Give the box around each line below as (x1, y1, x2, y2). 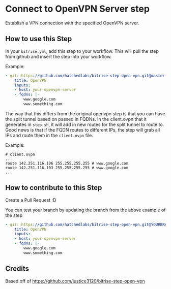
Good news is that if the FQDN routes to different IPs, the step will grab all (5, 126, 160, 133)
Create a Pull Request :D (5, 197, 56, 203)
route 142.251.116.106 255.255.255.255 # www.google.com (5, 160, 129, 166)
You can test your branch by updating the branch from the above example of (5, 207, 166, 213)
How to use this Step (5, 35, 72, 43)
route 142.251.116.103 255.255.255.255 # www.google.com (5, 165, 129, 170)
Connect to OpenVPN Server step (5, 3, 150, 15)
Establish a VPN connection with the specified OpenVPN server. (5, 20, 139, 26)
